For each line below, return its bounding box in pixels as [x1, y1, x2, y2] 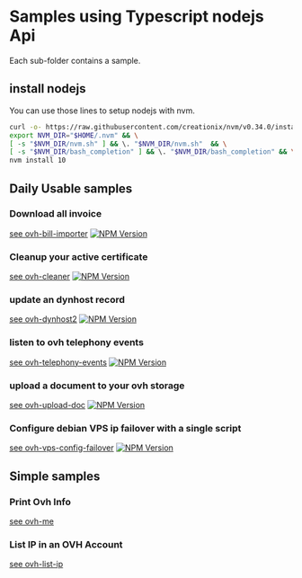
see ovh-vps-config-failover [9, 442, 114, 453]
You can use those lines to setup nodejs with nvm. [9, 105, 195, 116]
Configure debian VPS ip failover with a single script [9, 422, 242, 434]
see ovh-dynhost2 [9, 314, 78, 325]
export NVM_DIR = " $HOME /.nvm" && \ [9, 130, 139, 140]
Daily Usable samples [9, 181, 133, 196]
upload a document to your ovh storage [9, 379, 185, 392]
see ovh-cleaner [9, 271, 70, 282]
